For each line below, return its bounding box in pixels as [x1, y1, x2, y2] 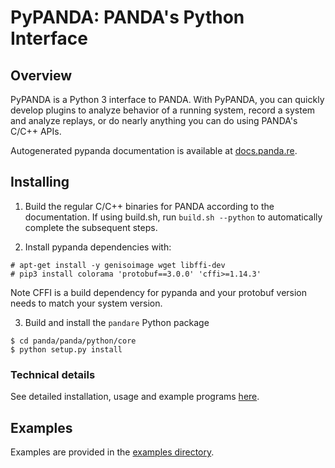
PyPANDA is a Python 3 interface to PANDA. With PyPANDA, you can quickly [10, 94, 325, 105]
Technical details [10, 367, 96, 381]
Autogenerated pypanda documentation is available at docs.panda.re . [10, 145, 298, 156]
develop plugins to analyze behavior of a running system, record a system [10, 104, 316, 116]
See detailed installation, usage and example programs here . [10, 391, 260, 403]
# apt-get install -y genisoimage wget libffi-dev [10, 260, 226, 270]
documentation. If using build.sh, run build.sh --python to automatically [24, 211, 323, 223]
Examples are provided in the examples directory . [10, 446, 215, 458]
